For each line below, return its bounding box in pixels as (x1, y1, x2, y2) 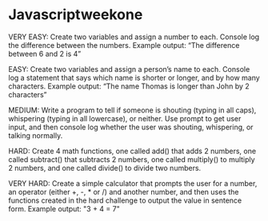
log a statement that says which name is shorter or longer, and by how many (8, 73, 260, 82)
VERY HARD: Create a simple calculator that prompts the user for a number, (8, 178, 258, 188)
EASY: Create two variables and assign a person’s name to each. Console (8, 64, 250, 73)
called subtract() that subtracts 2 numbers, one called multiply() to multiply (8, 154, 255, 164)
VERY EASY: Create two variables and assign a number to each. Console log (8, 32, 260, 41)
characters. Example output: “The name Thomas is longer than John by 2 (8, 81, 250, 91)
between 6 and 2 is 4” (8, 49, 82, 58)
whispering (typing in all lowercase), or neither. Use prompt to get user (8, 113, 242, 123)
